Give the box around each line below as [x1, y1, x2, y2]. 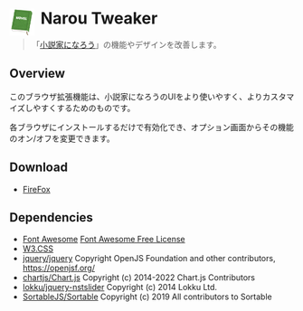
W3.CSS [22, 243, 54, 254]
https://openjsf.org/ [22, 262, 95, 274]
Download [9, 160, 68, 175]
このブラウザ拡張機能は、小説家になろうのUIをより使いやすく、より [9, 90, 263, 102]
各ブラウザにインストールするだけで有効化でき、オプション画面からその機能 [9, 121, 294, 132]
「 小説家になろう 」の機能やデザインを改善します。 [31, 39, 222, 50]
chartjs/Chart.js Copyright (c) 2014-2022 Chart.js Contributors [22, 272, 256, 283]
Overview [9, 66, 66, 81]
